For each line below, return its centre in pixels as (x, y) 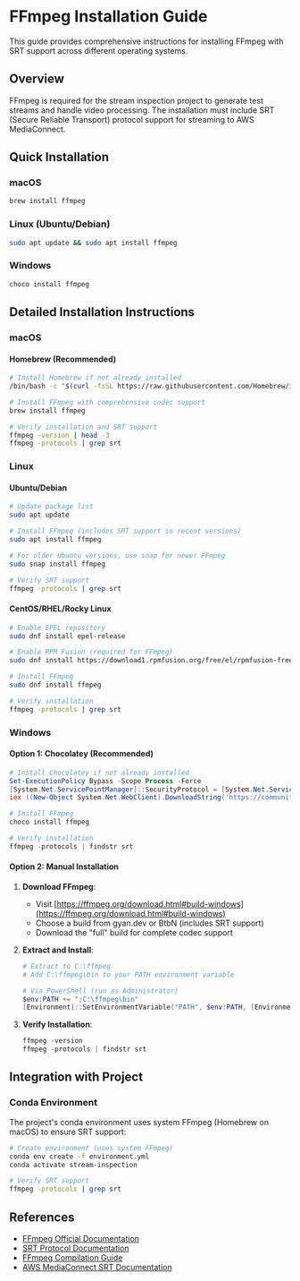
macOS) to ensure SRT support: (68, 1132)
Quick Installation (59, 157)
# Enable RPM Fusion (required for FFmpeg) (92, 652)
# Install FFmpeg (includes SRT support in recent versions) (125, 531)
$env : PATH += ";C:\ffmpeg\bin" (80, 999)
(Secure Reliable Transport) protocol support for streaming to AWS (132, 119)
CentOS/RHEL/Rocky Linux (60, 609)
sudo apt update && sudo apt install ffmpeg (93, 243)
